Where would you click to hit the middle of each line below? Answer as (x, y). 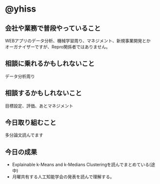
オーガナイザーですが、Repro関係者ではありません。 (58, 47)
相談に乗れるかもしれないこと (50, 64)
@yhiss (21, 9)
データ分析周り (20, 76)
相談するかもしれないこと (43, 93)
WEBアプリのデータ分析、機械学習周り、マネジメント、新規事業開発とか (78, 41)
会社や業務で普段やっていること (53, 28)
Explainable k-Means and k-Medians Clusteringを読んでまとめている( (81, 165)
